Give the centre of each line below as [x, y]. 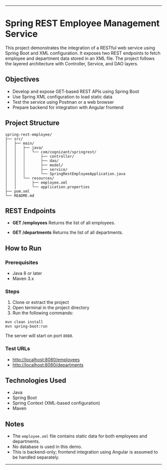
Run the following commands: [43, 313]
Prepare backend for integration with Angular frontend [68, 107]
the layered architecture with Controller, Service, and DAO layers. [72, 63]
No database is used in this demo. [47, 447]
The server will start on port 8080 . [39, 336]
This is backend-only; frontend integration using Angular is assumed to [85, 452]
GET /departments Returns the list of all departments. [68, 233]
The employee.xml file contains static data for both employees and [80, 436]
